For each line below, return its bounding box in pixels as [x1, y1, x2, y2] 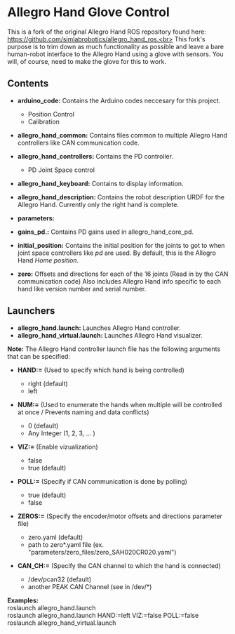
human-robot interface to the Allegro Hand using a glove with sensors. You [7, 50, 224, 58]
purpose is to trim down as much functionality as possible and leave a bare [7, 42, 224, 51]
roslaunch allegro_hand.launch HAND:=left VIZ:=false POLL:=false [7, 611, 199, 619]
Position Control [27, 110, 75, 118]
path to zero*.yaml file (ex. [27, 540, 104, 548]
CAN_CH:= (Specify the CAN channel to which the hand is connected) [17, 561, 221, 569]
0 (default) [27, 421, 59, 430]
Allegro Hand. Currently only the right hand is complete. [17, 200, 179, 209]
